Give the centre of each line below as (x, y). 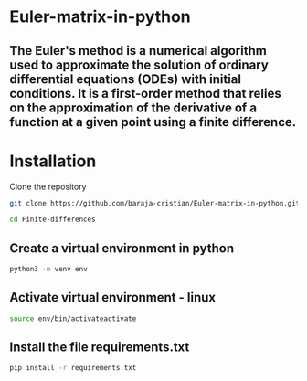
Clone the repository (48, 186)
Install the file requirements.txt (100, 348)
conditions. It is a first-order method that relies (145, 93)
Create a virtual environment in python (122, 248)
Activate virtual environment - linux (113, 297)
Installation (53, 161)
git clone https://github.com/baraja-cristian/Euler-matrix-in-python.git (155, 203)
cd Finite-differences (53, 220)
